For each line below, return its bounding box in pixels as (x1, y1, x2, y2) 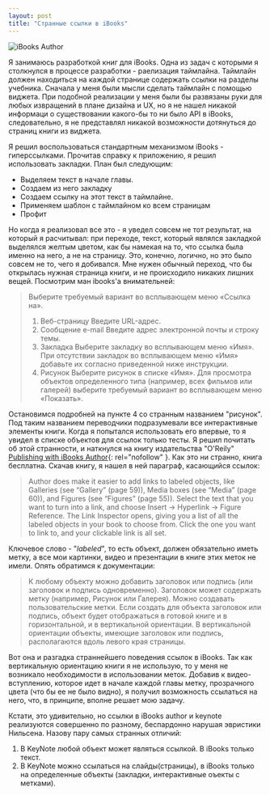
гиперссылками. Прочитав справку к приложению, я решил (8, 150, 217, 160)
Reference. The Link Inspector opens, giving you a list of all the (27, 510, 238, 520)
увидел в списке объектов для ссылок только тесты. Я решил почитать (8, 434, 255, 445)
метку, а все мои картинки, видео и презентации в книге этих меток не (8, 552, 256, 562)
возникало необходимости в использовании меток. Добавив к (8, 669, 226, 679)
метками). (19, 778, 57, 788)
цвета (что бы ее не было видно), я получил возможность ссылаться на (8, 687, 258, 696)
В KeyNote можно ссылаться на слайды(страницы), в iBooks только (19, 761, 255, 771)
